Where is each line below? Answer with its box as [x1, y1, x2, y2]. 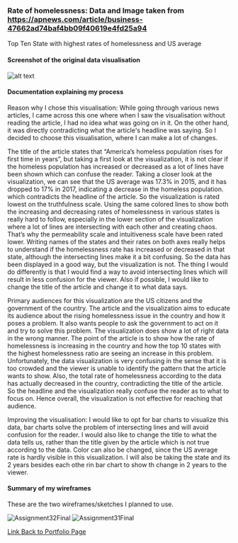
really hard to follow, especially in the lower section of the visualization [7, 215, 214, 223]
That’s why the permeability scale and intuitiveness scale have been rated [7, 229, 223, 239]
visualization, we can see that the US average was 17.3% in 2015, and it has [7, 177, 227, 185]
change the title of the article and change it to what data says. [7, 282, 188, 291]
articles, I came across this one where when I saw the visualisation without [7, 110, 225, 119]
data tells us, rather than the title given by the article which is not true [7, 438, 210, 446]
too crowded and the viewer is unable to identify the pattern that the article [7, 364, 226, 372]
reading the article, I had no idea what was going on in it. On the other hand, [7, 118, 229, 127]
